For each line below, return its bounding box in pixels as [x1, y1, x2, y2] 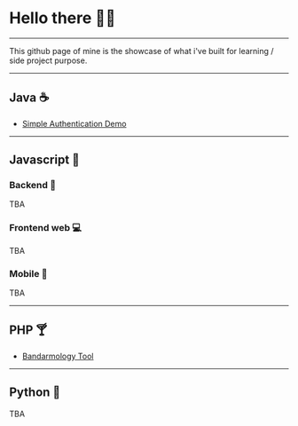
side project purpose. [9, 55, 88, 66]
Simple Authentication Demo [21, 118, 127, 129]
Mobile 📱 [9, 267, 48, 280]
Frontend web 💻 [9, 222, 82, 234]
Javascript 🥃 [9, 153, 80, 168]
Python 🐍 [9, 385, 61, 400]
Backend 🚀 [9, 179, 56, 192]
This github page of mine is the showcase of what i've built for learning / [9, 45, 274, 56]
